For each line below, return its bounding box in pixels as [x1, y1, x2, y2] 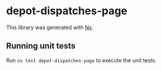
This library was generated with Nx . [6, 24, 94, 31]
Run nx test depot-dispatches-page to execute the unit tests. [6, 56, 157, 63]
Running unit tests [6, 41, 76, 51]
